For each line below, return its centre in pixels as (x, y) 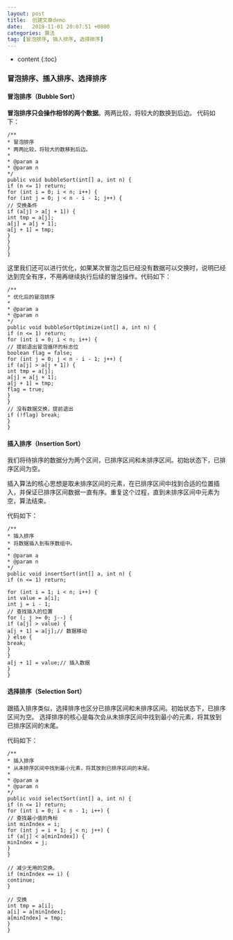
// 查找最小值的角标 (33, 818)
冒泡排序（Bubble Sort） (43, 96)
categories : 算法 (31, 33)
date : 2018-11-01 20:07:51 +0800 (59, 26)
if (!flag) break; (34, 415)
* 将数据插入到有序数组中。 (42, 544)
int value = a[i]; (34, 598)
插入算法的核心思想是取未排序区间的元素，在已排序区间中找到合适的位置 (110, 484)
